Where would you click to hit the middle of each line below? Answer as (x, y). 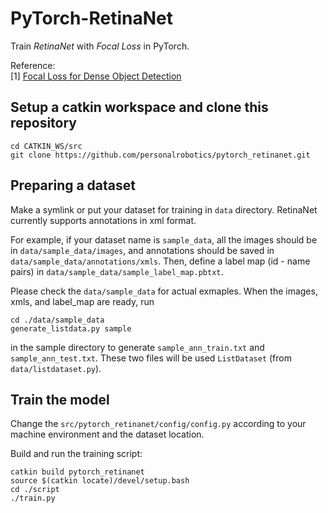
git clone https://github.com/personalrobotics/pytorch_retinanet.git (160, 155)
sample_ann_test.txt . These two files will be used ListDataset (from (151, 358)
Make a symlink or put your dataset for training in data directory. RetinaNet (164, 209)
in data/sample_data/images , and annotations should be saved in (142, 250)
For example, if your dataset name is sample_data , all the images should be (164, 239)
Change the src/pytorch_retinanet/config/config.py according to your (158, 424)
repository (44, 123)
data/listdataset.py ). (56, 368)
